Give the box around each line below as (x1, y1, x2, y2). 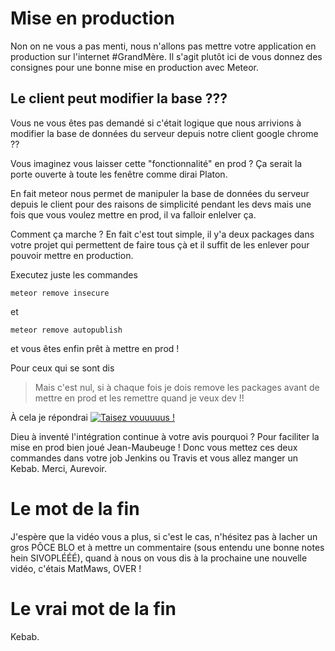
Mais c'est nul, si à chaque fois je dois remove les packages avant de (34, 381, 320, 393)
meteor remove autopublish (10, 325, 123, 335)
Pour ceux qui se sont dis (10, 362, 115, 374)
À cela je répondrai (10, 411, 88, 423)
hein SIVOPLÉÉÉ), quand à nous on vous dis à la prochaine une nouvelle (10, 552, 308, 564)
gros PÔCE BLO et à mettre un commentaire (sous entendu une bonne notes (10, 541, 325, 553)
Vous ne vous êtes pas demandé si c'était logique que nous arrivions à (10, 117, 302, 129)
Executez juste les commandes (10, 268, 138, 281)
